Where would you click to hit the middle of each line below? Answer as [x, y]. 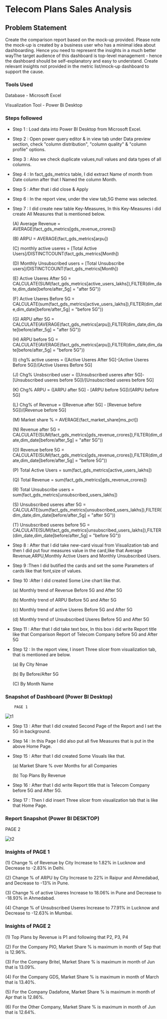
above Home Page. [32, 746]
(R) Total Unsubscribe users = [43, 489]
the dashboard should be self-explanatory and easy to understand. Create [82, 61]
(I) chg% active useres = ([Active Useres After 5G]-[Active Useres [80, 359]
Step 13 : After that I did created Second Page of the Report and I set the [87, 726]
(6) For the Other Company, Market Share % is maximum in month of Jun [80, 1006]
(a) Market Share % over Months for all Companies [65, 766]
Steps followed [24, 118]
